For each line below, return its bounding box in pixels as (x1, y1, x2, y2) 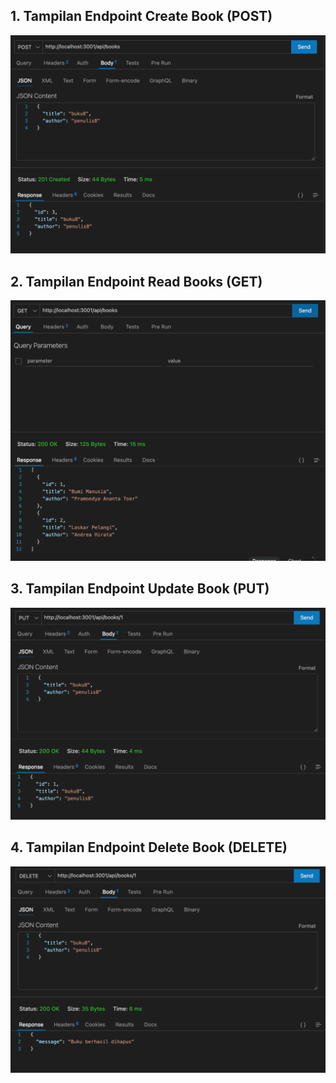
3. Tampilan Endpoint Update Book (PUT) (10, 580, 270, 598)
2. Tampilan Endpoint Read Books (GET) (10, 273, 263, 290)
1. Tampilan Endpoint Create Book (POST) (10, 8, 273, 25)
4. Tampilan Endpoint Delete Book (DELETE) (10, 839, 288, 856)
